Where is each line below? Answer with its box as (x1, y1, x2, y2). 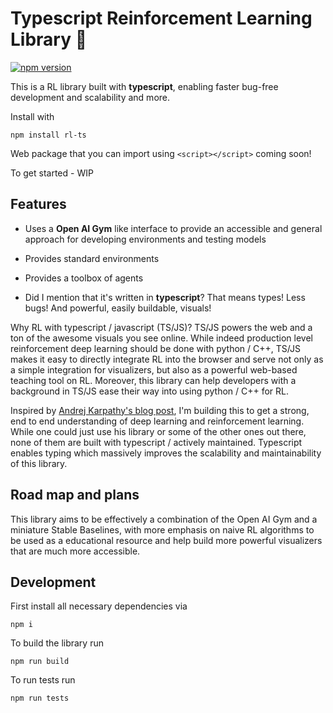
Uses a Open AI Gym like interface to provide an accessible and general (24, 222, 323, 234)
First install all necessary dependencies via (10, 600, 188, 612)
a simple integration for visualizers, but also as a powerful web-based (10, 363, 298, 376)
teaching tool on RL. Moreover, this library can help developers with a (10, 374, 297, 386)
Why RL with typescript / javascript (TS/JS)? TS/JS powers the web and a (10, 321, 313, 333)
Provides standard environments (24, 252, 160, 264)
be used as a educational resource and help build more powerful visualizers (10, 534, 323, 546)
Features (10, 196, 67, 213)
